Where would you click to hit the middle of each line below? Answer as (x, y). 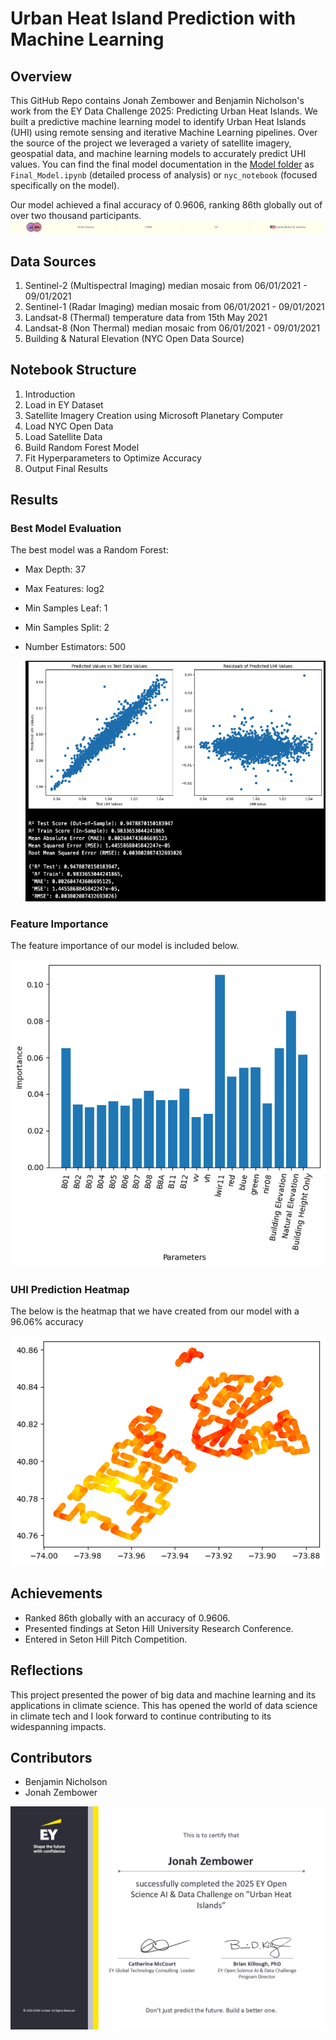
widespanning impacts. (58, 1726)
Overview (41, 76)
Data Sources (53, 261)
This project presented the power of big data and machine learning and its (163, 1694)
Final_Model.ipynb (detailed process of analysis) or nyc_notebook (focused (164, 175)
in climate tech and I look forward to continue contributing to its (141, 1716)
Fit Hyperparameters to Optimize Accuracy (113, 458)
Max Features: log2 (64, 589)
